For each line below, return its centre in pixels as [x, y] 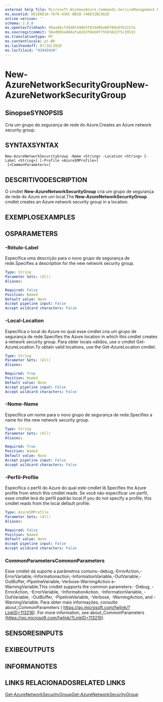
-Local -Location [24, 321]
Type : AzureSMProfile [27, 512]
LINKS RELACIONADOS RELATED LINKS [65, 683]
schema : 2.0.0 [19, 23]
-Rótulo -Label [22, 247]
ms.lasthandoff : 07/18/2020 [33, 46]
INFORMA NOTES [31, 666]
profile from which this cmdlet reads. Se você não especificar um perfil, [77, 493]
